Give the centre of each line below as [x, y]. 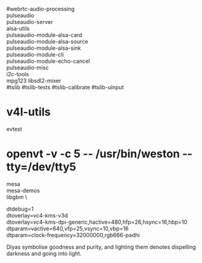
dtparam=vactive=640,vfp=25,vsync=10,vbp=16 [68, 228]
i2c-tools [18, 74]
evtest [14, 129]
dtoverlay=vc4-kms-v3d [37, 215]
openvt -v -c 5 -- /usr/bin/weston [93, 154]
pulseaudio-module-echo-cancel [48, 61]
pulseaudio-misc [28, 68]
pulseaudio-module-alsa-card [44, 35]
